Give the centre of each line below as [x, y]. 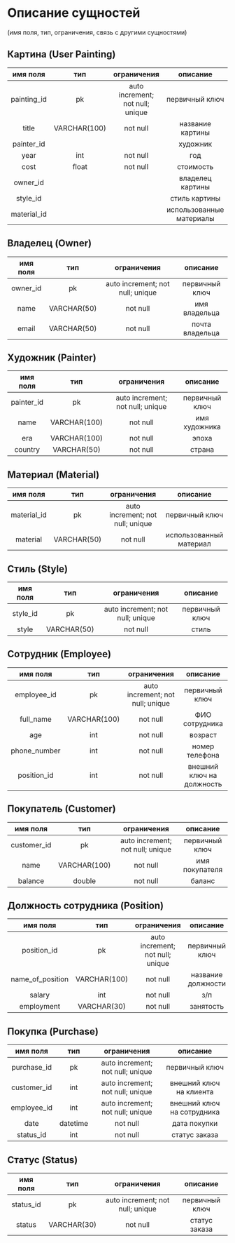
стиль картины [195, 198]
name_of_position [40, 979]
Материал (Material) [54, 475]
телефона [203, 755]
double [85, 880]
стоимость [195, 166]
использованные [195, 210]
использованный [194, 535]
